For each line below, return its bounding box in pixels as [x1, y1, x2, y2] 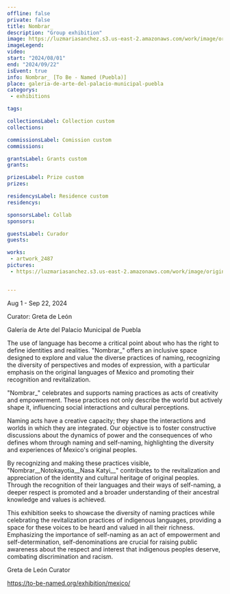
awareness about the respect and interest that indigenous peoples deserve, [7, 545, 220, 553]
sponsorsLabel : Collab [7, 211, 72, 218]
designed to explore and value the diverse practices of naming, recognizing [7, 353, 220, 361]
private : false [7, 16, 51, 23]
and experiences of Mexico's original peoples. [7, 445, 138, 453]
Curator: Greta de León [7, 312, 73, 320]
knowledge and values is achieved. [7, 495, 106, 503]
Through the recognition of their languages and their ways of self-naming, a [7, 481, 221, 489]
